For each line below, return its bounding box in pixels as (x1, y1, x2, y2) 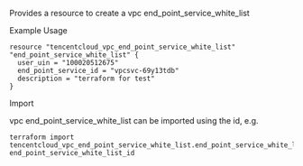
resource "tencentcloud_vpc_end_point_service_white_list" (9, 42, 236, 51)
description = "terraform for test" (17, 74, 155, 83)
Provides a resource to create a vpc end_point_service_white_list (9, 8, 250, 18)
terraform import (9, 133, 75, 142)
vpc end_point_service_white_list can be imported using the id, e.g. (9, 115, 259, 125)
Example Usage (9, 25, 68, 35)
